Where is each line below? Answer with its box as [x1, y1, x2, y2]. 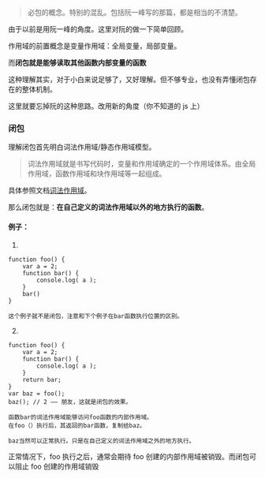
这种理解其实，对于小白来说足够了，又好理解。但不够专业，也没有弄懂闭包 [8, 75, 250, 84]
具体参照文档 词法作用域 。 [8, 185, 91, 196]
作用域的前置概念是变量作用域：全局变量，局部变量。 [8, 41, 181, 50]
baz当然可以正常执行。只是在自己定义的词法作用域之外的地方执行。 [8, 437, 196, 445]
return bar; [22, 375, 62, 383]
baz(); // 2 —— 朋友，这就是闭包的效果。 [8, 398, 132, 405]
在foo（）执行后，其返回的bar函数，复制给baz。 [8, 421, 146, 429]
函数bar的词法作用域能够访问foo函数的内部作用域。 [8, 413, 153, 421]
